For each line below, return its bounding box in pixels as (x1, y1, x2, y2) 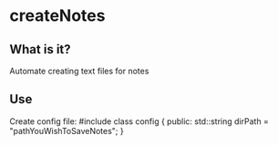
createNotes (9, 5, 106, 26)
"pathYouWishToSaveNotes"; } (9, 125, 125, 136)
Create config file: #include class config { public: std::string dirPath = (9, 115, 269, 127)
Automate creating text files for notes (9, 65, 149, 76)
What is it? (9, 42, 71, 57)
